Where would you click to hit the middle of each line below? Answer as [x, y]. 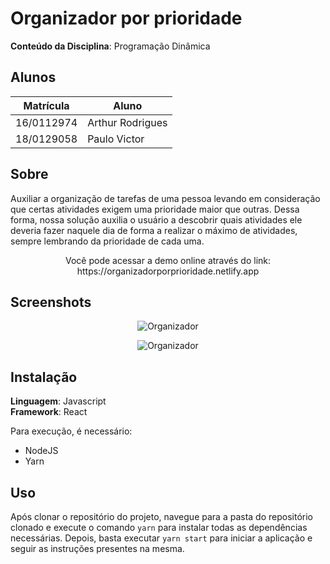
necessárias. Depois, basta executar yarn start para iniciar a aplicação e [161, 538]
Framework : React [49, 412]
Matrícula [46, 105]
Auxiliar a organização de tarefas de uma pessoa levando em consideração [165, 198]
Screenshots [51, 302]
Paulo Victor [116, 139]
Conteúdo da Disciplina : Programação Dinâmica [110, 46]
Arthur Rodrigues [127, 122]
